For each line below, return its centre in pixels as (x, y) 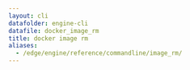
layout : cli (28, 16)
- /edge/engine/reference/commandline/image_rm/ (99, 53)
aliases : (23, 46)
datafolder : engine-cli (49, 23)
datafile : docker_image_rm (54, 31)
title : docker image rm (49, 38)
